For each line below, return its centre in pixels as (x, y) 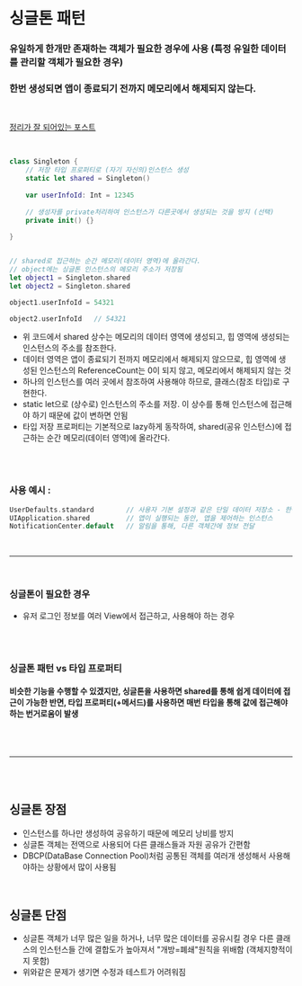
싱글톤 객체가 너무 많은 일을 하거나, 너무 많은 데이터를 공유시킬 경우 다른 (148, 938)
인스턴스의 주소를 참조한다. (69, 348)
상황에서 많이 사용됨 (81, 866)
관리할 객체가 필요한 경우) (71, 62)
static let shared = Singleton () (88, 179)
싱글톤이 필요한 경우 (50, 594)
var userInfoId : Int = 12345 (80, 195)
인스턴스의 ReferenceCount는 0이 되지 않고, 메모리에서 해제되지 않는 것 (165, 370)
